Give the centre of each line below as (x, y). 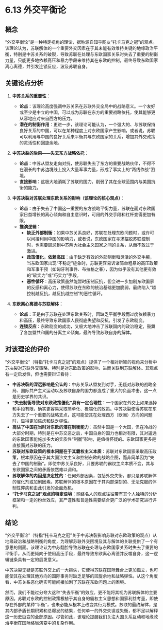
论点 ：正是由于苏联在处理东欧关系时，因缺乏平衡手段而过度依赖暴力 (87, 314)
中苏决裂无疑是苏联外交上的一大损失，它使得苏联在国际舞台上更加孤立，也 (79, 570)
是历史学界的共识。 (31, 396)
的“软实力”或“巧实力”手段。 (54, 275)
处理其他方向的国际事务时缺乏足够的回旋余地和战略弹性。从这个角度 (90, 576)
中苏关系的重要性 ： (31, 96)
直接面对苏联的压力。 (33, 445)
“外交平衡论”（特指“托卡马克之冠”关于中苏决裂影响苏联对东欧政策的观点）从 (81, 535)
